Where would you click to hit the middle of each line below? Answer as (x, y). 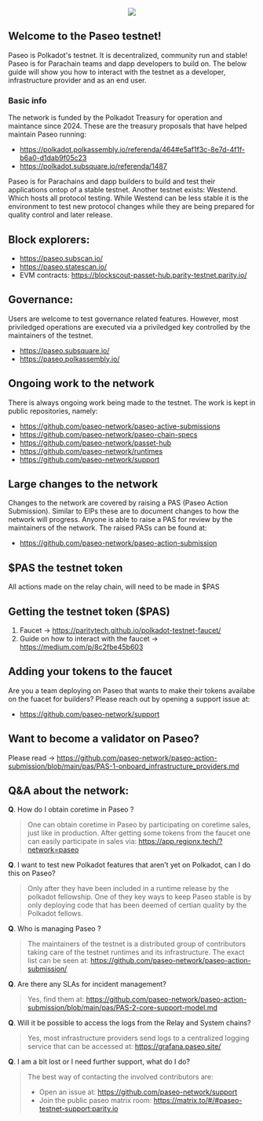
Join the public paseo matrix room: (95, 1101)
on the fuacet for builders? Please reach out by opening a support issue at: (129, 699)
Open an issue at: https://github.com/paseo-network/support (138, 1092)
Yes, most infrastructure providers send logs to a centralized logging (138, 1038)
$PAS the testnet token (66, 568)
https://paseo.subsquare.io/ (64, 350)
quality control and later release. (60, 215)
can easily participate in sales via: (82, 842)
